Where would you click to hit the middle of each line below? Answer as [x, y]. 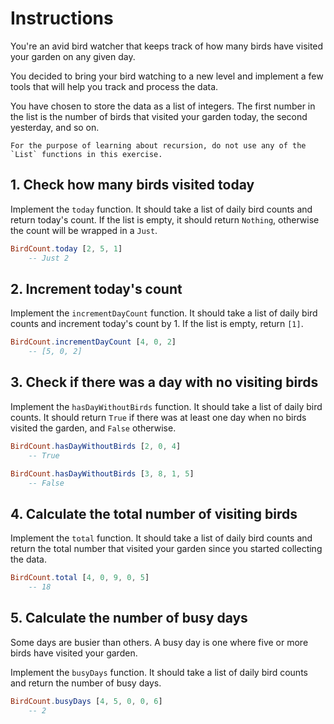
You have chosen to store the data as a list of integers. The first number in [163, 106]
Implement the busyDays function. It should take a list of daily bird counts [159, 672]
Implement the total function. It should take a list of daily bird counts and [161, 538]
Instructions [62, 18]
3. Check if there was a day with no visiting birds [164, 382]
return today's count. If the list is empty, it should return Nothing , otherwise [165, 219]
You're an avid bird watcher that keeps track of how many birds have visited [167, 46]
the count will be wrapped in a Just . [84, 230]
